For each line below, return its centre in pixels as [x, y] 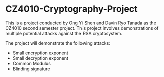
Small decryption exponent [40, 58]
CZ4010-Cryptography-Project [71, 9]
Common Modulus [32, 63]
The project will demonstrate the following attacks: [58, 43]
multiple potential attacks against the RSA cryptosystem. [64, 33]
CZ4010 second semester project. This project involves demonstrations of [82, 28]
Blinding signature [31, 69]
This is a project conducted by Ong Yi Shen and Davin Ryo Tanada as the [81, 23]
